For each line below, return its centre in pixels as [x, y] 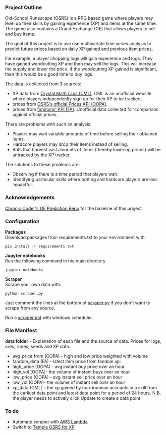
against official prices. [35, 115]
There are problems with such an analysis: [48, 124]
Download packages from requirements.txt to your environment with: [76, 237]
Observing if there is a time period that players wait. [65, 174]
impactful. [23, 185]
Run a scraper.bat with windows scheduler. [49, 317]
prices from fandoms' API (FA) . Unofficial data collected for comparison [85, 109]
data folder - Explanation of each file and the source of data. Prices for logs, [83, 341]
